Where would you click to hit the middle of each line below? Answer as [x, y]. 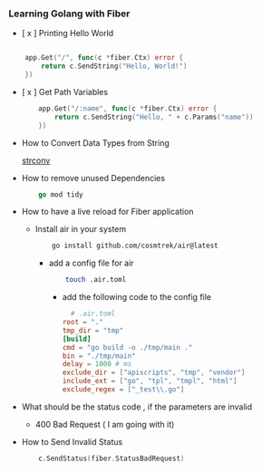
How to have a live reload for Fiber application [107, 212]
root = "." [82, 323]
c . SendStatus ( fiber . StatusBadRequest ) [112, 458]
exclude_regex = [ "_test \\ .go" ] [123, 390]
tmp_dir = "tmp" [93, 330]
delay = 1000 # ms [97, 364]
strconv [36, 160]
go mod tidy [61, 194]
